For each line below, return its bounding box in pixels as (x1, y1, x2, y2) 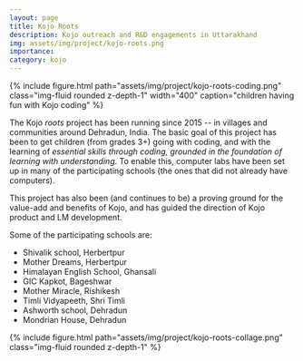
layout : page (9, 13, 59, 23)
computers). (9, 175, 55, 186)
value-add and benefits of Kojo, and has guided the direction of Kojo (9, 202, 266, 213)
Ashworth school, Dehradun (22, 305, 128, 316)
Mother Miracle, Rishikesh (22, 286, 121, 296)
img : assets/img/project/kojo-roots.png (9, 38, 165, 48)
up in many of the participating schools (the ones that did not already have (9, 165, 288, 176)
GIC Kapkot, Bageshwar (22, 276, 112, 287)
